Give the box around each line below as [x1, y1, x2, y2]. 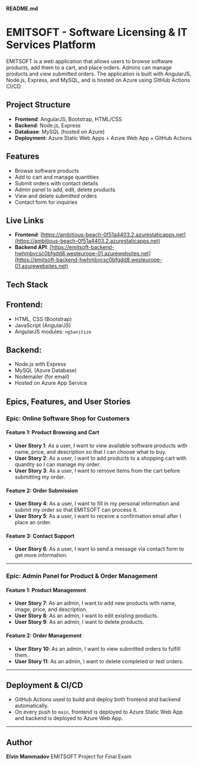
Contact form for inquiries [14, 198, 78, 205]
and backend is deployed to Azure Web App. [14, 715, 124, 722]
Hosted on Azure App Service [14, 379, 87, 387]
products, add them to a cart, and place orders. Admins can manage [6, 64, 172, 71]
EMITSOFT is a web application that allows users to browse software [6, 57, 173, 64]
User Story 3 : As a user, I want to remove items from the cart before [14, 467, 180, 474]
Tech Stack [6, 280, 48, 290]
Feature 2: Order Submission [6, 487, 78, 494]
